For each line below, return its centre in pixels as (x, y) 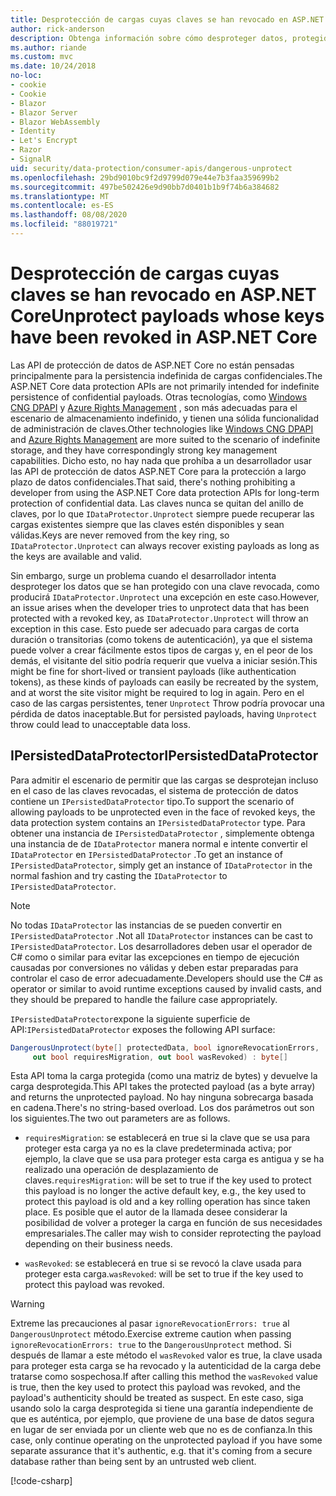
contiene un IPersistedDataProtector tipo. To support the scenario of (152, 801)
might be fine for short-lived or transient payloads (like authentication (153, 671)
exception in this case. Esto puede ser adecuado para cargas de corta (155, 628)
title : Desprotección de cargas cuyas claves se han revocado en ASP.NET (167, 19)
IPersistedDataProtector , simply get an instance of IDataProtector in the (161, 865)
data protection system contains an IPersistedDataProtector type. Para (158, 822)
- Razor (26, 150)
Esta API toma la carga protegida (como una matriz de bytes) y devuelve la (164, 1076)
